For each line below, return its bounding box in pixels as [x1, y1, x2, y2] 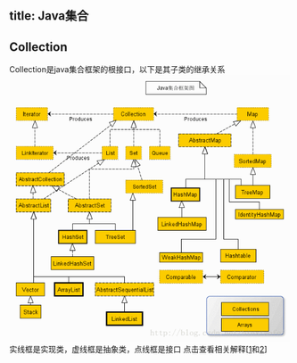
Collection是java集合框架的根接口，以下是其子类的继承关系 [9, 64, 226, 75]
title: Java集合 [9, 8, 89, 24]
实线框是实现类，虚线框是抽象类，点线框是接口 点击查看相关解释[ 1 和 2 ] [9, 344, 268, 355]
